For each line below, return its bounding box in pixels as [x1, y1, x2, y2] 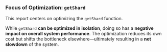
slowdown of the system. [5, 41, 59, 47]
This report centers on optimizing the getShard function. [5, 16, 123, 22]
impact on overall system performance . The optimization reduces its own [5, 31, 162, 37]
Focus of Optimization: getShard [5, 4, 86, 11]
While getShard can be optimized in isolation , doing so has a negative [5, 25, 154, 31]
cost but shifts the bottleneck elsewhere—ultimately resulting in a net [5, 36, 152, 42]
